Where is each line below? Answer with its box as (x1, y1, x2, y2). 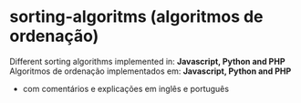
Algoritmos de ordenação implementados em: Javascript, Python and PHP (9, 66, 292, 77)
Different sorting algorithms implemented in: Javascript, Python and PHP (9, 56, 285, 67)
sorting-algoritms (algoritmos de (9, 6, 264, 27)
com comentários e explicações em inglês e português (22, 83, 230, 94)
